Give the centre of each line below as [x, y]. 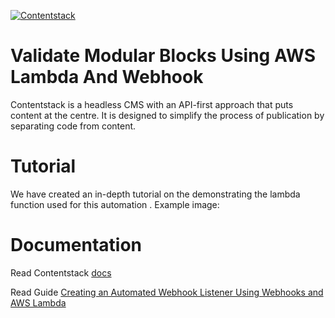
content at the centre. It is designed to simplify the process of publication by [167, 115]
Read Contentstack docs [61, 272]
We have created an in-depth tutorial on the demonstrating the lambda [155, 194]
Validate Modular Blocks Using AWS [163, 56]
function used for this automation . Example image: [115, 204]
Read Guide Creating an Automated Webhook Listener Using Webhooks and [167, 292]
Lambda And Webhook [107, 77]
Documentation [76, 245]
